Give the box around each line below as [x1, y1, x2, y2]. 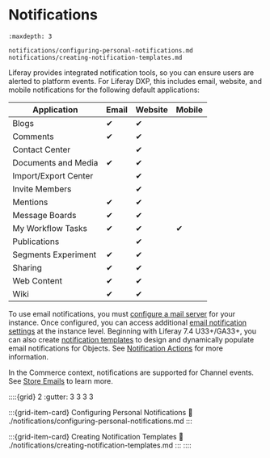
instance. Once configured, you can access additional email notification [8, 317, 247, 327]
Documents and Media [12, 157, 99, 168]
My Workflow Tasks [12, 222, 87, 233]
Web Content [12, 275, 63, 286]
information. [8, 351, 49, 361]
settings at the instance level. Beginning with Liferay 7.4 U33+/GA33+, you [8, 326, 257, 336]
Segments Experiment [12, 249, 97, 260]
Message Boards [12, 209, 77, 221]
